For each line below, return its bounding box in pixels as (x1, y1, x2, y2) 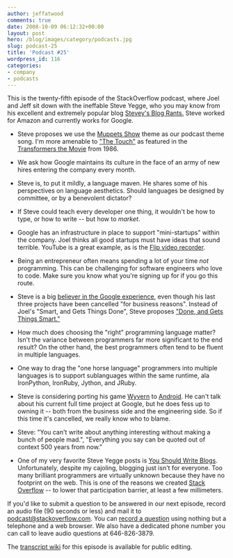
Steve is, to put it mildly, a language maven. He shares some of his (17, 179, 207, 188)
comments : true (7, 17, 51, 24)
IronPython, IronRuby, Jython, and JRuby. (17, 379, 137, 387)
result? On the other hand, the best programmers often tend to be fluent (17, 343, 224, 352)
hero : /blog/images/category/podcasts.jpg (7, 36, 132, 43)
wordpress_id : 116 (7, 56, 61, 63)
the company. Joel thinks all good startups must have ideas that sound (17, 236, 220, 244)
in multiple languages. (17, 350, 81, 359)
